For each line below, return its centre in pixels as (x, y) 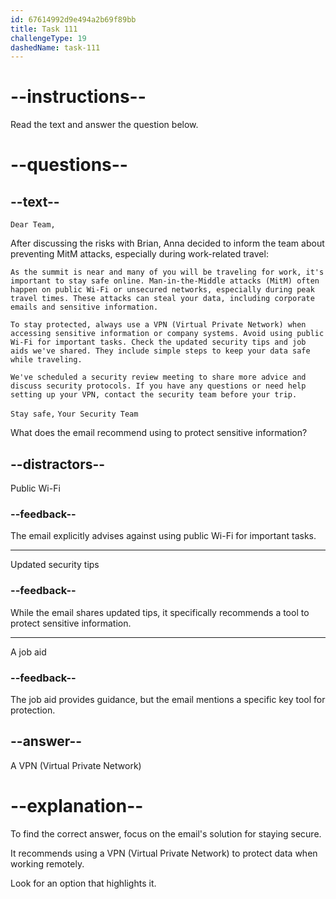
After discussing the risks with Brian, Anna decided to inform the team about (167, 243)
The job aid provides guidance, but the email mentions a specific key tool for (168, 699)
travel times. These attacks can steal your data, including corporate (162, 299)
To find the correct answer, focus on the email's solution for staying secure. (166, 833)
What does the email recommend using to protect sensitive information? (159, 433)
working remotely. (47, 863)
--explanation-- (77, 805)
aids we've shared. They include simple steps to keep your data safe (160, 351)
